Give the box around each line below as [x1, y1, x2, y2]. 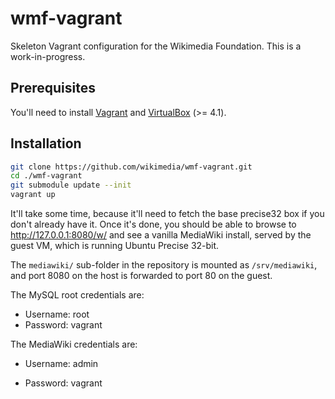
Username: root [24, 308, 90, 321]
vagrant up [10, 190, 56, 200]
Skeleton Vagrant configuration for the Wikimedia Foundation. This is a [10, 40, 302, 52]
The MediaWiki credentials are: [10, 338, 138, 351]
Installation [10, 135, 82, 152]
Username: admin [24, 358, 99, 370]
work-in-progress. [10, 50, 86, 62]
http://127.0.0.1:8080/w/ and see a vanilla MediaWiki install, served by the [10, 229, 312, 241]
